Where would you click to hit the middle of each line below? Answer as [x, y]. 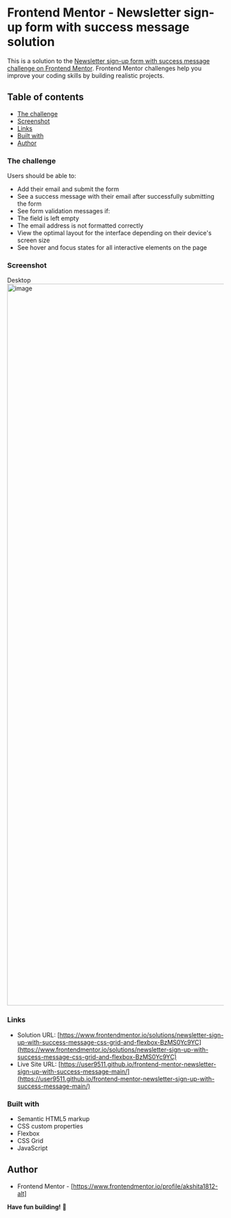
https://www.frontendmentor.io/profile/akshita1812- [146, 1186]
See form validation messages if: [64, 211]
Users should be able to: [42, 176]
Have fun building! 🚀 [37, 1207]
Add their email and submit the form [68, 189]
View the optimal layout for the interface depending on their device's [114, 233]
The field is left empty [48, 219]
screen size [33, 240]
